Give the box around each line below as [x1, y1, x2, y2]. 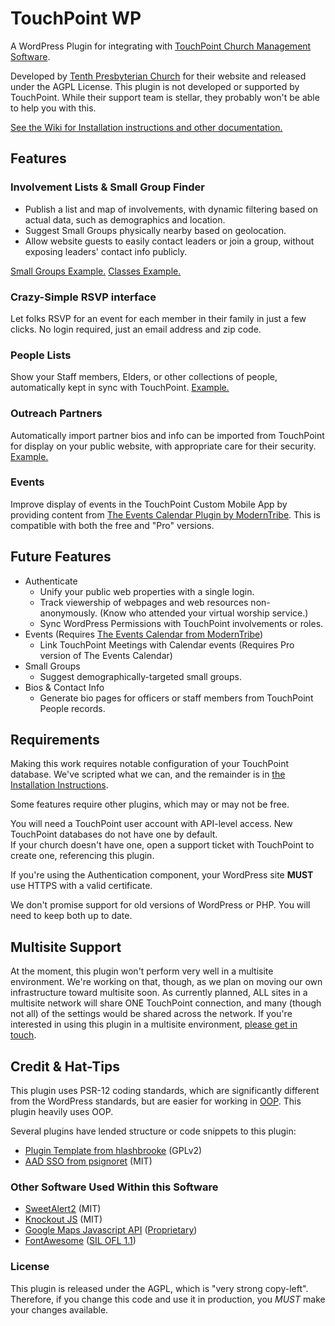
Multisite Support [10, 938, 122, 956]
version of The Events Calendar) [39, 649, 173, 661]
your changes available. [10, 1303, 109, 1316]
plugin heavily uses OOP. [10, 1106, 114, 1118]
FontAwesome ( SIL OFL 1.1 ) [24, 1235, 137, 1247]
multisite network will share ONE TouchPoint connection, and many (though [10, 997, 322, 1009]
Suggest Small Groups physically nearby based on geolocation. [24, 224, 287, 236]
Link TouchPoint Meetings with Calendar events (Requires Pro [39, 638, 295, 651]
